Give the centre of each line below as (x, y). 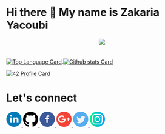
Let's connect (42, 98)
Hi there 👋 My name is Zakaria (83, 12)
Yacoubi (27, 25)
